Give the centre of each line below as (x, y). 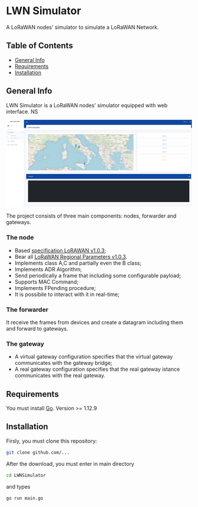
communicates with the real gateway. (60, 376)
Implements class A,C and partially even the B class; (78, 263)
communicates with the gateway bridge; (63, 363)
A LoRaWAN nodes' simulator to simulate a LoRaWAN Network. (82, 27)
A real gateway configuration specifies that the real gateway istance (97, 369)
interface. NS (22, 111)
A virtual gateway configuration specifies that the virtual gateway (94, 357)
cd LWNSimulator (26, 475)
